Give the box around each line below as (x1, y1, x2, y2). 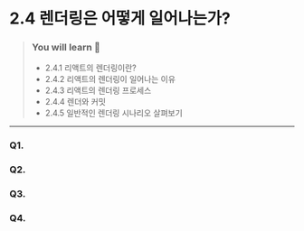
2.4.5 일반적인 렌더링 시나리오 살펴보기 (44, 107, 183, 118)
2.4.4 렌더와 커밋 (44, 97, 107, 107)
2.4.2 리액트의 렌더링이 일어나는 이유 (44, 74, 176, 85)
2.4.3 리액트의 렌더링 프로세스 (44, 85, 152, 96)
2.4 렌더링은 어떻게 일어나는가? (9, 8, 231, 29)
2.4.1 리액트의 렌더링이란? (44, 62, 138, 73)
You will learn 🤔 (31, 42, 101, 54)
